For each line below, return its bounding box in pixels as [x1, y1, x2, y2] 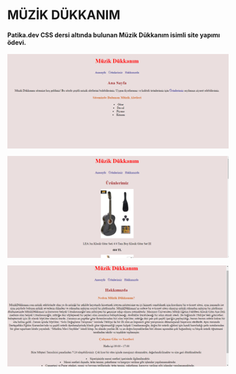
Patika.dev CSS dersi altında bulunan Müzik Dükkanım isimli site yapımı [7, 30, 221, 39]
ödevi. [7, 38, 27, 46]
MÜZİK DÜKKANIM [7, 7, 121, 23]
